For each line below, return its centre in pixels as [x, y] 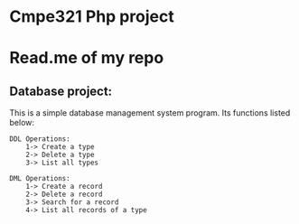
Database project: [61, 91]
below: [22, 123]
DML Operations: [40, 179]
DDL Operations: [40, 139]
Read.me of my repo [87, 58]
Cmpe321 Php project [92, 17]
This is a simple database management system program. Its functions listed [150, 113]
